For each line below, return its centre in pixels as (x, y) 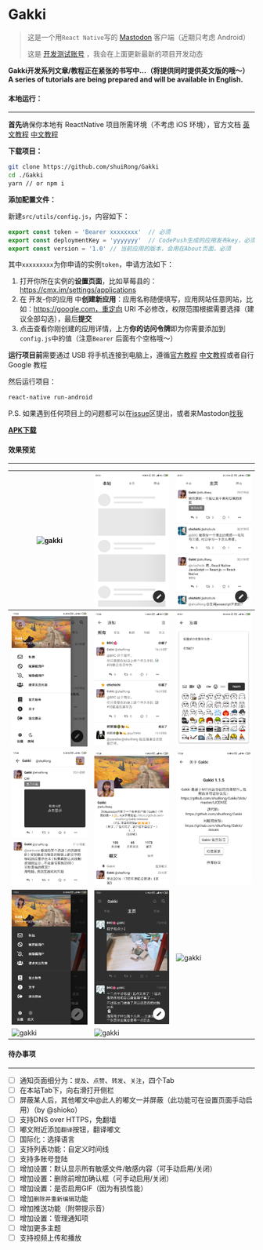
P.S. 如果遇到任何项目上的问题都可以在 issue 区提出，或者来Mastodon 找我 (126, 414)
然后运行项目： (32, 381)
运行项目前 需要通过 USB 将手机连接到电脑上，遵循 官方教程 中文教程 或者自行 (131, 355)
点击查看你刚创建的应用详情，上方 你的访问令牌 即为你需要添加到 (122, 329)
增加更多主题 (40, 1228)
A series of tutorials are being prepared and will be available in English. (126, 79)
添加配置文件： (32, 199)
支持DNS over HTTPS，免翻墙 (68, 1120)
